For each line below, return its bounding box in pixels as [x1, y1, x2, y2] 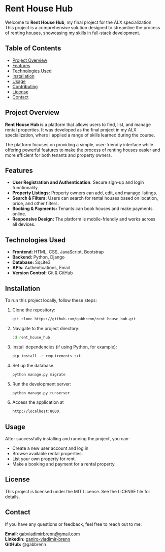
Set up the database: [12, 362, 55, 368]
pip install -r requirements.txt [12, 353, 81, 358]
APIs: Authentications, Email [12, 265, 70, 271]
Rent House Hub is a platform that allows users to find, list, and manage [5, 122, 151, 127]
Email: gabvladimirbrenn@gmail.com [5, 531, 80, 537]
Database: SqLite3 [12, 259, 51, 265]
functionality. [12, 185, 39, 191]
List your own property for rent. [12, 456, 76, 462]
